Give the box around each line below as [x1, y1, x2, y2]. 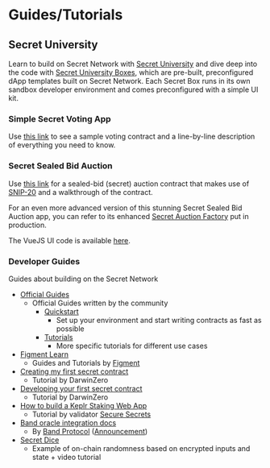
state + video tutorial [31, 452, 102, 462]
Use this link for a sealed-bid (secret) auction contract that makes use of [8, 179, 250, 188]
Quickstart [44, 306, 79, 316]
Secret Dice [19, 435, 60, 445]
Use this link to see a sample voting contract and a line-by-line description [8, 131, 255, 142]
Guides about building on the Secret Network [8, 274, 159, 284]
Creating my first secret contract [19, 367, 129, 376]
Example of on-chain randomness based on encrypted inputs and [31, 443, 251, 453]
